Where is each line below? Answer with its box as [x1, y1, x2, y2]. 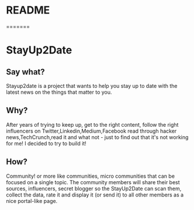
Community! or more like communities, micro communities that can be [6, 172, 175, 179]
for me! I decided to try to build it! [6, 140, 86, 147]
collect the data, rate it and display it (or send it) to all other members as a [6, 191, 184, 198]
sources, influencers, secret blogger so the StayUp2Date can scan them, [6, 185, 182, 192]
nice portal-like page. [6, 197, 58, 204]
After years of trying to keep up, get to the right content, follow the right [6, 121, 179, 128]
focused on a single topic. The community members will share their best [6, 178, 180, 185]
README [6, 4, 50, 17]
